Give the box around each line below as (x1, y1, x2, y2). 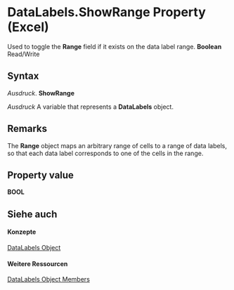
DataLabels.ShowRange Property (7, 4, 206, 20)
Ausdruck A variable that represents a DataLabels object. (7, 103, 174, 111)
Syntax (7, 70, 39, 82)
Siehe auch (7, 208, 58, 220)
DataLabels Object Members (7, 275, 90, 284)
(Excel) (7, 19, 49, 35)
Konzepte (7, 228, 37, 236)
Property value (7, 169, 74, 181)
